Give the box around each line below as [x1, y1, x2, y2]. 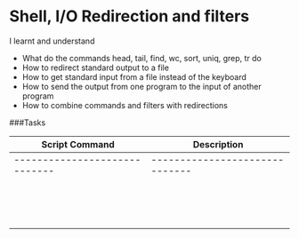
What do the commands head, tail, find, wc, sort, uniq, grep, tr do [21, 52, 263, 63]
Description [192, 138, 244, 150]
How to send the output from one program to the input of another [21, 81, 263, 91]
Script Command [41, 138, 116, 150]
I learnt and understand [9, 36, 95, 46]
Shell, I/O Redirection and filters [9, 6, 250, 27]
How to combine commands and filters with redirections [21, 99, 229, 110]
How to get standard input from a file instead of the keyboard [21, 71, 247, 82]
